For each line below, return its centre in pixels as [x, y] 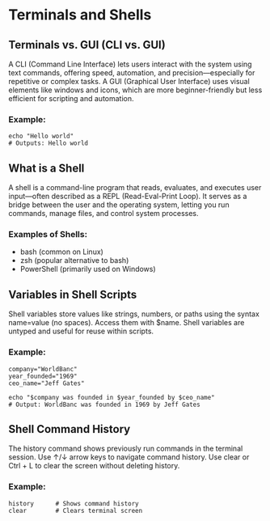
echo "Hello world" [41, 136]
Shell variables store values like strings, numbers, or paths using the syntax [134, 314]
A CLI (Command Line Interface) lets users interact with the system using [130, 64]
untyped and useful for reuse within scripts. [81, 331]
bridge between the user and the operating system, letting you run [119, 205]
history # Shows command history [74, 503]
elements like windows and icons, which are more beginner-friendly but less [135, 90]
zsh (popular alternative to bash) [74, 260]
